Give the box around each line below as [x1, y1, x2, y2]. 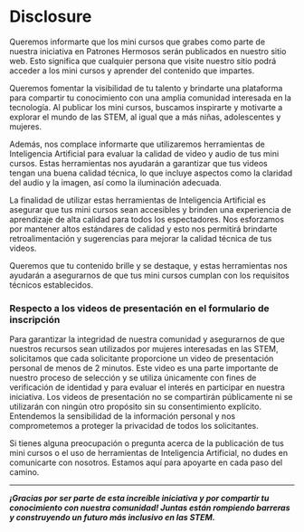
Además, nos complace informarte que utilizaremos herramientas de [9, 138, 265, 149]
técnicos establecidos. [9, 279, 93, 290]
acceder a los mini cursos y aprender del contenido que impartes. [9, 65, 255, 76]
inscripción [9, 313, 61, 326]
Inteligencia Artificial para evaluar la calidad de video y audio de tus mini [9, 147, 280, 159]
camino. [9, 467, 40, 478]
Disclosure [9, 6, 92, 27]
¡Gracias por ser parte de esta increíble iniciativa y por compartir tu [9, 493, 270, 504]
